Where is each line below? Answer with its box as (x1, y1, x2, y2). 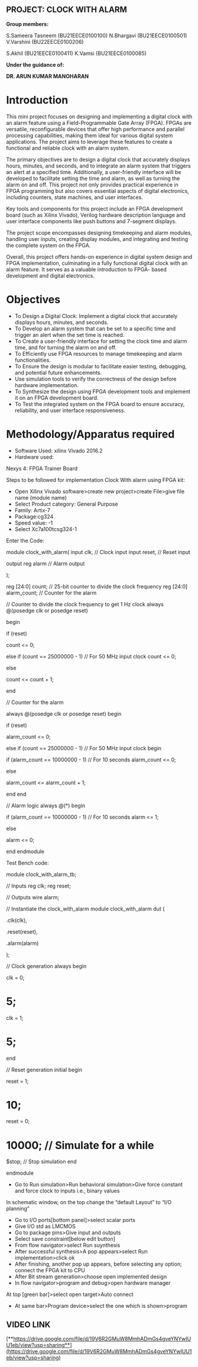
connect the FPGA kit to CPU (14, 1267, 86, 1274)
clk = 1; (6, 1014, 24, 1021)
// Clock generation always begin (6, 962, 87, 970)
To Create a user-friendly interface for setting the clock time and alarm (14, 337, 187, 345)
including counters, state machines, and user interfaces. (6, 194, 144, 201)
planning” (6, 1205, 30, 1212)
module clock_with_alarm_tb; (6, 870, 77, 878)
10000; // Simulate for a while (6, 1138, 154, 1152)
